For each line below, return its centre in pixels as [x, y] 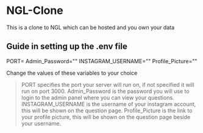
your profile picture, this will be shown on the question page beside [106, 117]
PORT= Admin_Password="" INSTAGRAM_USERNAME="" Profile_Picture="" [102, 61]
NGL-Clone [35, 11]
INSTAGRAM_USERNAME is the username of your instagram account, [109, 104]
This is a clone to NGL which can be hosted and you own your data [91, 27]
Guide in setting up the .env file [67, 46]
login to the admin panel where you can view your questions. [98, 97]
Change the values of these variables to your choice [72, 73]
